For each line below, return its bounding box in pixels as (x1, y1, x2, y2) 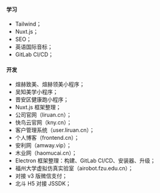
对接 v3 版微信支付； (15, 172, 68, 180)
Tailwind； (15, 20, 42, 27)
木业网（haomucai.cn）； (15, 150, 77, 157)
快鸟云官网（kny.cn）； (15, 119, 72, 126)
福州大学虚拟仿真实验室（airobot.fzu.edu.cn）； (15, 165, 134, 172)
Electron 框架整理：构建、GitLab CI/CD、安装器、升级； (15, 157, 156, 164)
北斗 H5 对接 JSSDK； (15, 180, 71, 188)
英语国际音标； (15, 43, 53, 51)
